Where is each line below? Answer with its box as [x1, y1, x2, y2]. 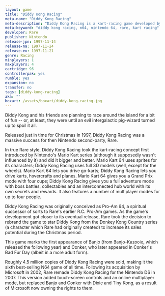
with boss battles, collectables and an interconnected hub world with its [5, 183, 151, 189]
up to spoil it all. [5, 122, 37, 128]
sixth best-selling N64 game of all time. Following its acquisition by [5, 264, 140, 270]
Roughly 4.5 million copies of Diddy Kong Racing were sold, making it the [5, 259, 153, 265]
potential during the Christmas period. [5, 230, 82, 236]
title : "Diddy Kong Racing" [5, 12, 63, 17]
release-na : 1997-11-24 [5, 44, 54, 49]
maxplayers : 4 [5, 62, 34, 67]
